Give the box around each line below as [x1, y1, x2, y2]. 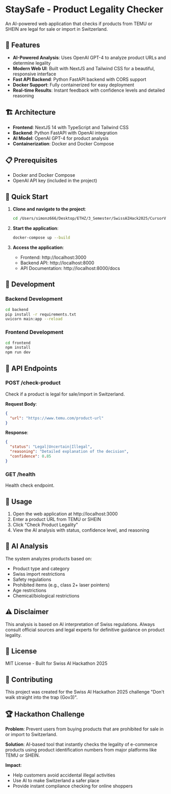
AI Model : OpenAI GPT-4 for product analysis [12, 135, 109, 141]
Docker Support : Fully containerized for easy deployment [12, 81, 134, 88]
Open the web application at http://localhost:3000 [12, 511, 118, 517]
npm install [5, 345, 31, 350]
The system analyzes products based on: [5, 555, 92, 561]
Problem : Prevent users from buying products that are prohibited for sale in [5, 726, 164, 732]
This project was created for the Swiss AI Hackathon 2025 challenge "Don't [5, 689, 164, 695]
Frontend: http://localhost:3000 [20, 254, 87, 260]
